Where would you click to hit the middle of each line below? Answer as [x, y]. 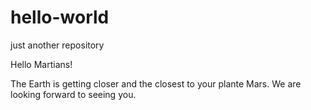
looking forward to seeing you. [73, 94]
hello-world [60, 17]
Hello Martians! [41, 64]
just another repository [57, 45]
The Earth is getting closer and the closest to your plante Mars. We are [156, 83]
